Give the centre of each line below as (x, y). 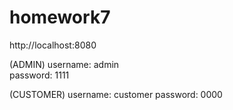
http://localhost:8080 (53, 45)
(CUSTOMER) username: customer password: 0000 (116, 94)
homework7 (60, 17)
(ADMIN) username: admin (64, 64)
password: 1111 (39, 75)
